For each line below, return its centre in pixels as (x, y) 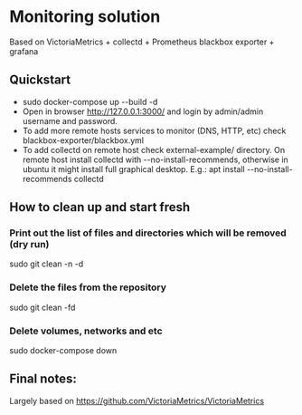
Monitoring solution (85, 17)
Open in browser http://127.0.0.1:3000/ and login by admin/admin (143, 111)
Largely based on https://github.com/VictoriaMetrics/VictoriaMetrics (137, 401)
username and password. (70, 121)
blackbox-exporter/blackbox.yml (83, 140)
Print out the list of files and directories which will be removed (148, 233)
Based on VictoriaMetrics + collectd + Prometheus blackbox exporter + (142, 42)
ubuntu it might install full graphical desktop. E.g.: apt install (134, 169)
